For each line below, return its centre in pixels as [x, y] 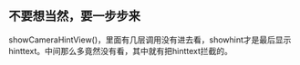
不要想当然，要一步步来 [74, 16]
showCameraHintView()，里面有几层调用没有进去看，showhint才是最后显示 [150, 40]
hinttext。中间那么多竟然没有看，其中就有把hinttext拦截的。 [121, 51]
